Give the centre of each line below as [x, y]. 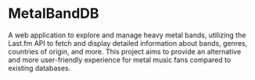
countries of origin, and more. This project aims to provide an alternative [125, 51]
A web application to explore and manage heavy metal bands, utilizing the [127, 35]
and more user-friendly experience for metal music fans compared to [120, 60]
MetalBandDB [54, 14]
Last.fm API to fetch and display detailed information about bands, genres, [128, 43]
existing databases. [40, 68]
